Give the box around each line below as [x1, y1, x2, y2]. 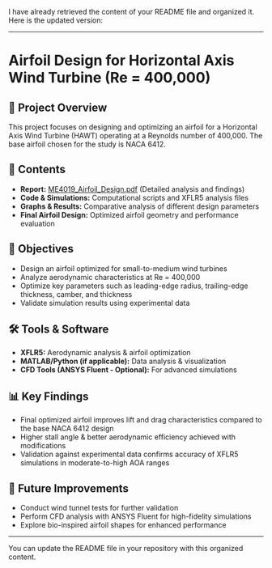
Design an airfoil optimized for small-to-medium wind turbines [19, 263, 228, 273]
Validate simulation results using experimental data [19, 298, 190, 307]
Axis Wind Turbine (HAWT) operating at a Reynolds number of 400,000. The [8, 131, 263, 140]
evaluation [19, 218, 55, 228]
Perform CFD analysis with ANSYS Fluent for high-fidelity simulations [19, 511, 252, 521]
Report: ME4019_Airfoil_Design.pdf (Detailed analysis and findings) [19, 184, 245, 193]
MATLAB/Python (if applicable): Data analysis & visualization [19, 356, 227, 367]
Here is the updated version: [8, 15, 104, 25]
